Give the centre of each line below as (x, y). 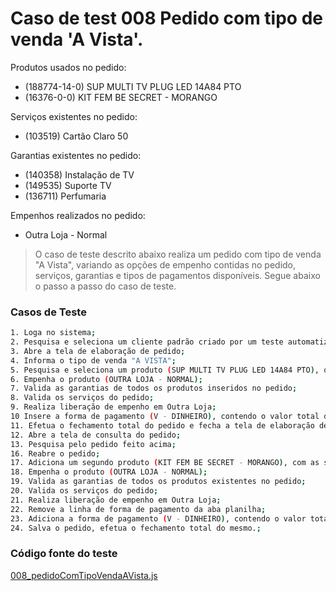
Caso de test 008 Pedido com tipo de (166, 18)
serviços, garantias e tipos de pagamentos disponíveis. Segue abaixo (177, 275)
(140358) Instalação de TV (79, 174)
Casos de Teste (48, 312)
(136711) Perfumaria (65, 196)
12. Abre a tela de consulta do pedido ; (96, 435)
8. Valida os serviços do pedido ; (82, 398)
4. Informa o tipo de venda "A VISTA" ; (93, 360)
